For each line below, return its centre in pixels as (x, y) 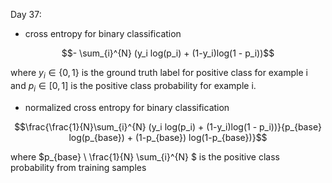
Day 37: (26, 14)
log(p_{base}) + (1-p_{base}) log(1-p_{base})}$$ (168, 137)
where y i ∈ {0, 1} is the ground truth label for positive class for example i (159, 74)
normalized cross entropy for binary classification (127, 107)
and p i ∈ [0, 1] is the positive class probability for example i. (133, 86)
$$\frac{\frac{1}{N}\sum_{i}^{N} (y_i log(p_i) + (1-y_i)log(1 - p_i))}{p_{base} (168, 126)
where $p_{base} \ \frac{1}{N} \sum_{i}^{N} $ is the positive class (145, 156)
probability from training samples (78, 167)
